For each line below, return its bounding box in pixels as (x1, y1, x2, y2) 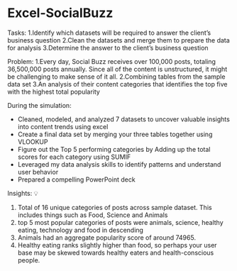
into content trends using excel (17, 122, 109, 131)
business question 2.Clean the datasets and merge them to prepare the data (7, 35, 231, 44)
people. (17, 255, 40, 264)
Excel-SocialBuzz (7, 5, 114, 21)
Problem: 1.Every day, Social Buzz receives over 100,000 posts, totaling (7, 57, 216, 65)
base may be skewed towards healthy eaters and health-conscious (17, 248, 214, 257)
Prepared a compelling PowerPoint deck (17, 175, 136, 184)
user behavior (17, 167, 59, 176)
